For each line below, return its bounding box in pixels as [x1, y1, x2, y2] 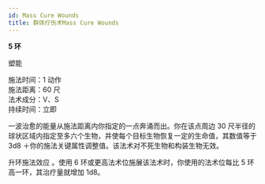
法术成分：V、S [8, 94, 59, 104]
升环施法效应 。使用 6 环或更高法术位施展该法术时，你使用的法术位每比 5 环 [8, 157, 255, 167]
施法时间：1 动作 [8, 75, 62, 84]
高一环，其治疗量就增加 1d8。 [8, 167, 105, 177]
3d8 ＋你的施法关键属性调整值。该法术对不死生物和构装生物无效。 [8, 141, 223, 150]
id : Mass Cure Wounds [8, 11, 80, 20]
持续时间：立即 [8, 104, 57, 114]
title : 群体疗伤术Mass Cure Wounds [8, 19, 120, 27]
